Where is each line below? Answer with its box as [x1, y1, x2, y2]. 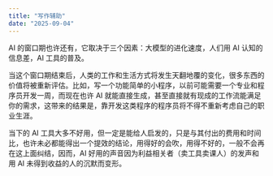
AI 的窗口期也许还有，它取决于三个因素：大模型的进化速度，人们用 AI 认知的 [8, 42, 263, 53]
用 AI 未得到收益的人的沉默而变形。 [8, 158, 127, 168]
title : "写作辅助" [8, 11, 67, 20]
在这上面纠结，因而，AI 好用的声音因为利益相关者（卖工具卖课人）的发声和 [8, 148, 260, 158]
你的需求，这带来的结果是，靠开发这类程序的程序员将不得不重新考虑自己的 [8, 101, 258, 110]
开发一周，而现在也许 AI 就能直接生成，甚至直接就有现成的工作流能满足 [22, 90, 262, 100]
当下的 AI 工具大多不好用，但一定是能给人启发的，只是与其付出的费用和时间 [8, 127, 262, 138]
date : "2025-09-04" [8, 19, 75, 28]
